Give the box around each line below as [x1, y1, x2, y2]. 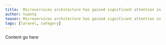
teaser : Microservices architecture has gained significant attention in [5, 16, 162, 21]
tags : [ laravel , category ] [5, 21, 61, 26]
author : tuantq [5, 12, 37, 17]
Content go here [5, 34, 39, 40]
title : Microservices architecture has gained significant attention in [5, 7, 162, 12]
